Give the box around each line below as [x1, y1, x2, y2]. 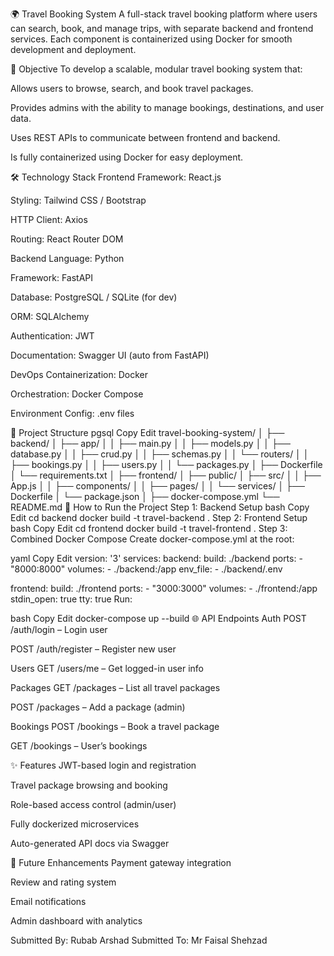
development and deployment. [10, 44, 137, 55]
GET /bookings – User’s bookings [10, 740, 148, 752]
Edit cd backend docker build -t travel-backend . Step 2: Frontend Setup [10, 512, 308, 523]
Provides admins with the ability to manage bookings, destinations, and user [10, 102, 325, 113]
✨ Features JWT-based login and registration [10, 759, 197, 771]
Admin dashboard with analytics [10, 915, 143, 927]
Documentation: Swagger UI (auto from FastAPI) [10, 349, 210, 361]
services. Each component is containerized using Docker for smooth [10, 33, 293, 45]
